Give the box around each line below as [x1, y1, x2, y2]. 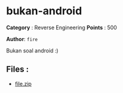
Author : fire [6, 35, 38, 42]
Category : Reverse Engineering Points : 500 [6, 24, 118, 31]
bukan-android [6, 4, 82, 18]
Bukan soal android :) [6, 46, 59, 54]
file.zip [14, 80, 32, 87]
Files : [6, 64, 29, 75]
